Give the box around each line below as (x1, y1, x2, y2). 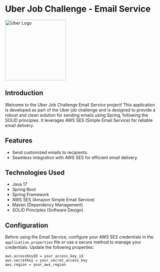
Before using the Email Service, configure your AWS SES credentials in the (5, 234, 154, 240)
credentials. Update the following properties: (5, 244, 95, 250)
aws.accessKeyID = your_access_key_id (5, 254, 83, 259)
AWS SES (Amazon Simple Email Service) (12, 197, 95, 203)
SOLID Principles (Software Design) (12, 207, 83, 213)
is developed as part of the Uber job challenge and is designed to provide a (5, 107, 156, 112)
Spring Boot (12, 187, 36, 192)
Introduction (5, 89, 44, 97)
